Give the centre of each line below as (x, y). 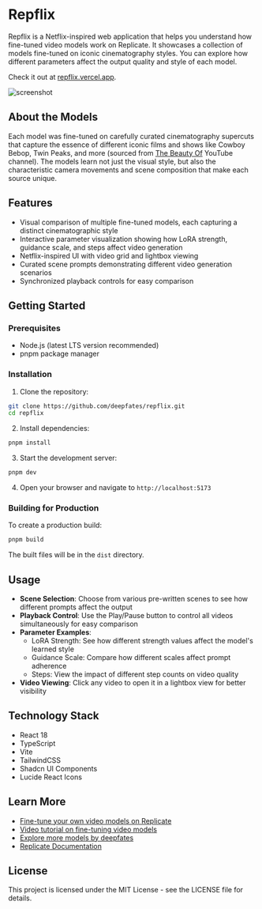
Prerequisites (34, 328)
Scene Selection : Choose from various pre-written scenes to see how (134, 599)
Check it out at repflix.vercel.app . (62, 77)
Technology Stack (54, 716)
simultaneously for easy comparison (79, 624)
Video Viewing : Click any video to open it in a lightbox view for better (133, 683)
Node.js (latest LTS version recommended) (89, 345)
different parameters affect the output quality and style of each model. (123, 62)
